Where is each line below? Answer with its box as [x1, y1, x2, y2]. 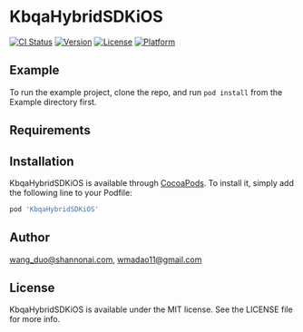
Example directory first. [9, 96, 97, 107]
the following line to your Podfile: [9, 187, 133, 198]
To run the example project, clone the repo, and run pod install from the [9, 86, 283, 97]
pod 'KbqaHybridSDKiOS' [9, 204, 100, 214]
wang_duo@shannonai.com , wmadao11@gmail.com [9, 254, 202, 265]
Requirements [9, 122, 91, 138]
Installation [9, 153, 74, 169]
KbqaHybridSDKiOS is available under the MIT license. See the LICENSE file [9, 304, 293, 315]
